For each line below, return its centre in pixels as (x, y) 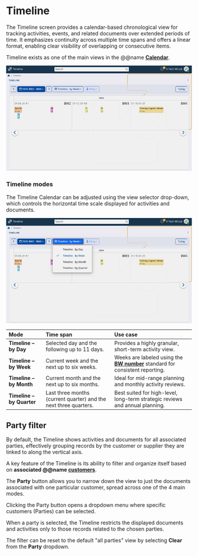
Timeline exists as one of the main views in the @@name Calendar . (88, 57)
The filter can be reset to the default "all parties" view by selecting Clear (94, 540)
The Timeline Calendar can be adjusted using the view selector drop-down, (98, 197)
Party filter (27, 425)
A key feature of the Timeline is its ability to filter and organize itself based (96, 463)
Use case (126, 335)
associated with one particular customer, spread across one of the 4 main (96, 487)
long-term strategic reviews (148, 399)
